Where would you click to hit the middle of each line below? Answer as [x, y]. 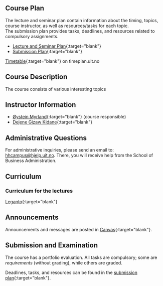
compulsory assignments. [32, 36]
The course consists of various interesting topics [56, 89]
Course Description [36, 77]
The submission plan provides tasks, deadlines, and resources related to [80, 31]
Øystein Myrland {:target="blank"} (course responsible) [69, 117]
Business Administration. [31, 161]
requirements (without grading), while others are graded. [64, 262]
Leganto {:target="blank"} [31, 201]
